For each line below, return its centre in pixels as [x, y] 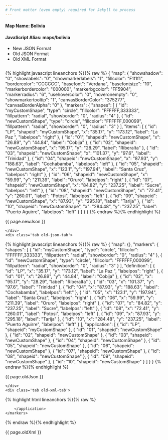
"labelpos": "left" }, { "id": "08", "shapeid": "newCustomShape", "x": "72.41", [84, 191]
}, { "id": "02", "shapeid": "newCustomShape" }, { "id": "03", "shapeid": [79, 335]
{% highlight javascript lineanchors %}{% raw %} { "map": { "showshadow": [84, 73]
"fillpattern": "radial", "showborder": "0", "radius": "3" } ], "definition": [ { [80, 266]
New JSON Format [32, 49]
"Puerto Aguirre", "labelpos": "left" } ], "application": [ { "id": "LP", [73, 325]
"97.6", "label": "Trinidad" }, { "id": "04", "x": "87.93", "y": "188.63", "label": [82, 287]
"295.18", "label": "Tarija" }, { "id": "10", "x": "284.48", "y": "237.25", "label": [83, 319]
